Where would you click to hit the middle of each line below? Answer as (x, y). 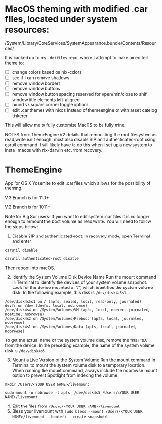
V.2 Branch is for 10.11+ (28, 207)
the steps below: (22, 227)
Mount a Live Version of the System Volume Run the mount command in (84, 360)
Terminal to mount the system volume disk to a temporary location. (79, 365)
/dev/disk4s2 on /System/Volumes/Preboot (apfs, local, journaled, (74, 319)
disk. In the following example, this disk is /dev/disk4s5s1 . (70, 293)
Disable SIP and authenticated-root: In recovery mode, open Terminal (81, 236)
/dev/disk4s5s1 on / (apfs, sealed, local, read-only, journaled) (73, 302)
